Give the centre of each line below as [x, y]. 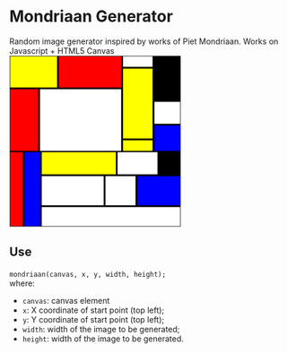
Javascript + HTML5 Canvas [62, 50]
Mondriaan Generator [91, 17]
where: [22, 283]
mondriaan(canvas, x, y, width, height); [88, 274]
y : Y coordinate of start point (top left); [93, 319]
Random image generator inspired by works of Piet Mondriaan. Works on [144, 41]
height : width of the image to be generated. [103, 339]
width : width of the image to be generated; [101, 329]
